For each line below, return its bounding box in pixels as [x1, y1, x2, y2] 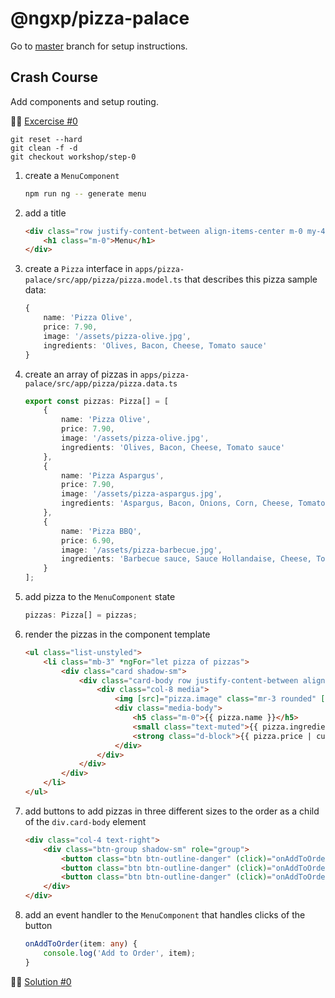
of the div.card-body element [24, 815, 147, 827]
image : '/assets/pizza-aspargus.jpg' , [61, 489, 223, 499]
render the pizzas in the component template [24, 628, 211, 640]
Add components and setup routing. [10, 95, 159, 107]
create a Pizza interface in [24, 263, 133, 275]
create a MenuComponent [24, 169, 120, 181]
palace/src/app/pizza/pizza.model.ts [24, 275, 183, 286]
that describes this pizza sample [184, 273, 318, 286]
